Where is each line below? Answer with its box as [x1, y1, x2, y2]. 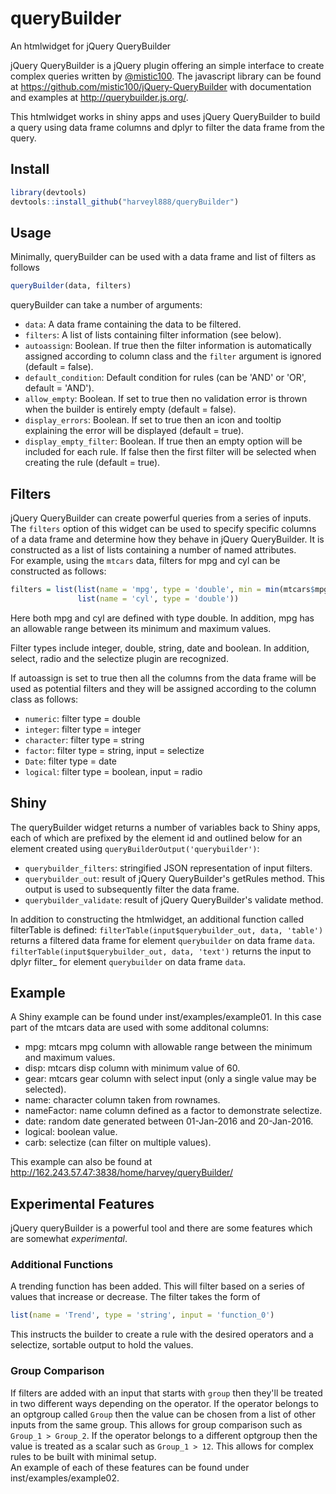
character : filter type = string [24, 733, 145, 746]
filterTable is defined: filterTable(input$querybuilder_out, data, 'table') [10, 923, 324, 936]
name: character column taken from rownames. [24, 1094, 221, 1106]
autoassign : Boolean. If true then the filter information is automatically [24, 340, 312, 352]
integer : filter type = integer [24, 723, 142, 735]
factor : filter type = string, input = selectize [24, 744, 205, 756]
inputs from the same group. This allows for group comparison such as [10, 1418, 303, 1431]
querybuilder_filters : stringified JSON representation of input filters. [24, 862, 313, 874]
